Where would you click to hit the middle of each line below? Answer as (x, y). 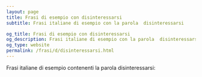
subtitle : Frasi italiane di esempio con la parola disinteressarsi (95, 23)
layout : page (23, 12)
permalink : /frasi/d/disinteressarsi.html (60, 51)
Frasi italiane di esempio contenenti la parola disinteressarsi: (81, 67)
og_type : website (28, 45)
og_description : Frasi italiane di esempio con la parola (80, 40)
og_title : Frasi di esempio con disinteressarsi (68, 34)
